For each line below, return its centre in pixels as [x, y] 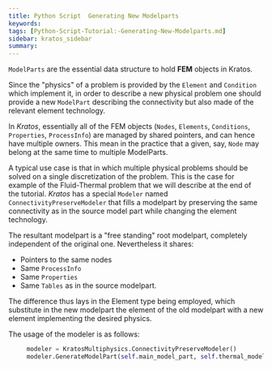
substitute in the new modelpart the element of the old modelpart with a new [136, 310]
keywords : [25, 24]
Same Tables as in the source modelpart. [88, 285]
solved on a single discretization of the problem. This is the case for [121, 177]
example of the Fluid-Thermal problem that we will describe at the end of [130, 185]
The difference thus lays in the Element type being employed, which [122, 302]
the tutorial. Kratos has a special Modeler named [88, 194]
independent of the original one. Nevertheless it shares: [101, 244]
